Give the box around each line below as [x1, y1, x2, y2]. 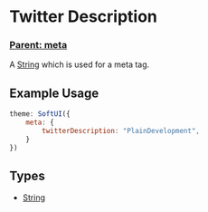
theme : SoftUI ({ [9, 110, 71, 119]
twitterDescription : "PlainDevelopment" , [42, 127, 201, 136]
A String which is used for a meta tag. [9, 59, 150, 70]
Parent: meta [9, 39, 68, 52]
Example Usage [9, 85, 99, 101]
